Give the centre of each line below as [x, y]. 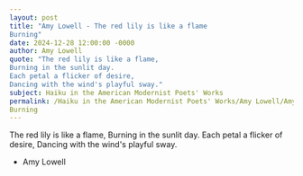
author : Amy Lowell [46, 51]
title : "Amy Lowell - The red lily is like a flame [108, 26]
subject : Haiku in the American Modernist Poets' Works [116, 92]
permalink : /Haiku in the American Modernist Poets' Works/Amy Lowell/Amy [153, 101]
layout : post [34, 18]
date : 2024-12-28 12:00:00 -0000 [72, 43]
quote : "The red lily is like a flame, [84, 59]
